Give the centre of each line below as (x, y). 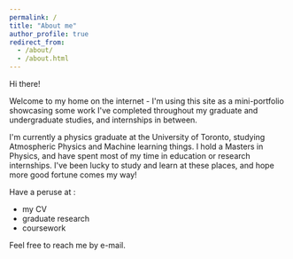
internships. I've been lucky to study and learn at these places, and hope (142, 165)
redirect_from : (37, 42)
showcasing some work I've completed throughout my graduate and (134, 110)
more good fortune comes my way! (73, 175)
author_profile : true (49, 34)
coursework (44, 228)
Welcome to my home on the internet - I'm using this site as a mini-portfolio (147, 101)
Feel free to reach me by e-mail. (68, 245)
